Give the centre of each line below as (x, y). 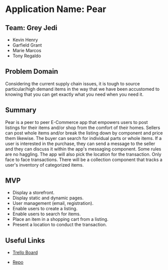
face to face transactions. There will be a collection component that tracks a (84, 160)
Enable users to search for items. (47, 214)
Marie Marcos (27, 50)
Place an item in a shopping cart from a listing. (60, 219)
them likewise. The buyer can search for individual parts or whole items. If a (83, 138)
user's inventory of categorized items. (45, 165)
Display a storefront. (33, 193)
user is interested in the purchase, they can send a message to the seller (80, 144)
